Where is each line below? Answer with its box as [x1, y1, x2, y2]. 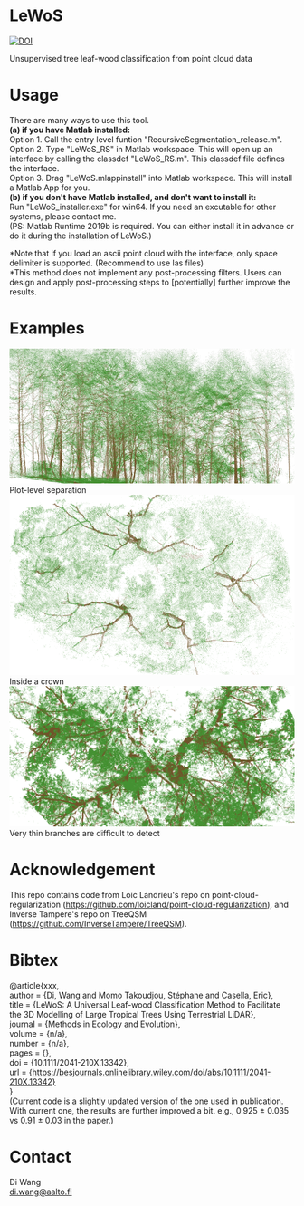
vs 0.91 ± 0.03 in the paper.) [9, 1114, 115, 1125]
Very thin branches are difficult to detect [9, 827, 160, 838]
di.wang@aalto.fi [9, 1186, 72, 1197]
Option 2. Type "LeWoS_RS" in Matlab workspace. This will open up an [9, 143, 273, 154]
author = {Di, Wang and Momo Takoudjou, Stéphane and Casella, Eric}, [9, 989, 274, 1000]
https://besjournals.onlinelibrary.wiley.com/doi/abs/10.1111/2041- [32, 1066, 271, 1077]
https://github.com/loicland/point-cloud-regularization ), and [65, 899, 290, 910]
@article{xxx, [9, 979, 60, 990]
